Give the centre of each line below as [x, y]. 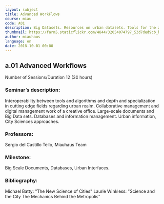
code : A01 [15, 23]
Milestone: [18, 157]
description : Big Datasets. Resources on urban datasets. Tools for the [81, 28]
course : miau [18, 19]
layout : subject [21, 10]
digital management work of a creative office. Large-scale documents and [80, 111]
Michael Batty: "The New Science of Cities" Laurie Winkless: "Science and [80, 191]
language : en [18, 41]
